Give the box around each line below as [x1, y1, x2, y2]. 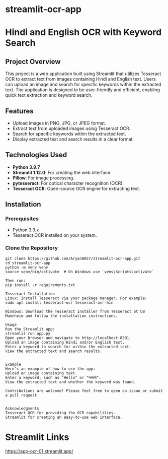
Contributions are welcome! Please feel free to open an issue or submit [5, 388, 163, 394]
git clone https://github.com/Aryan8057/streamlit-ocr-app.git [5, 256, 141, 261]
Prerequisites [5, 215, 39, 222]
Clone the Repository [5, 244, 58, 251]
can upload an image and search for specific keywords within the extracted [5, 82, 162, 88]
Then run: [5, 278, 26, 283]
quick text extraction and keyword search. [5, 92, 93, 98]
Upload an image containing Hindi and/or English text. [5, 340, 125, 345]
